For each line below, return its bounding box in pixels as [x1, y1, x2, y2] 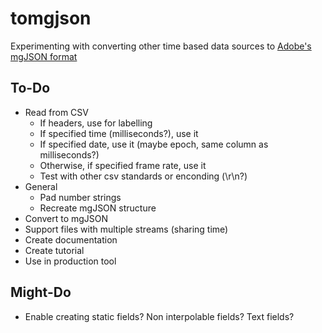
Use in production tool [24, 255, 117, 267]
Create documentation [24, 233, 118, 246]
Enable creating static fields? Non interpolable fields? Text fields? [24, 310, 295, 322]
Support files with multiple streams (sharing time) [24, 223, 229, 235]
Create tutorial [24, 244, 85, 256]
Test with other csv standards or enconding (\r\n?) [39, 170, 248, 182]
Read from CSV [24, 106, 89, 118]
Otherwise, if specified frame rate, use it [39, 159, 207, 171]
